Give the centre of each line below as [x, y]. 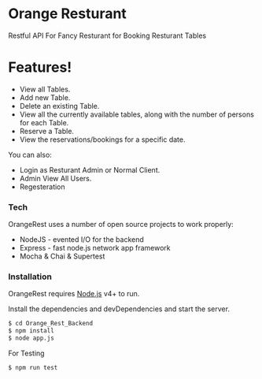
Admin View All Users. [55, 178]
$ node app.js [31, 338]
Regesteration [42, 187]
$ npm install [31, 331]
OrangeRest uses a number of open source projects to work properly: [121, 225]
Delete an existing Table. [59, 106]
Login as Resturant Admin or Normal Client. [90, 169]
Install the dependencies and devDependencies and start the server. [119, 309]
